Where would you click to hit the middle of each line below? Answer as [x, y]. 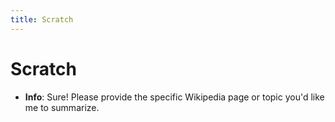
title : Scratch [42, 19]
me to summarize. [62, 107]
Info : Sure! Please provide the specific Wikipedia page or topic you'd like [174, 97]
